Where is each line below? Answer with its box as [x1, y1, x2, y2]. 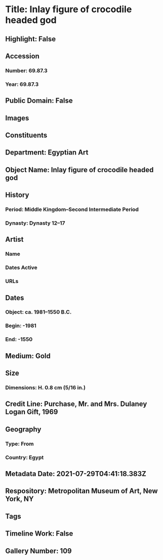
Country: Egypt [5, 454, 44, 461]
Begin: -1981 [5, 322, 36, 329]
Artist [5, 235, 24, 244]
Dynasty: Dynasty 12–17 [5, 220, 65, 227]
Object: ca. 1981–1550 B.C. [5, 308, 72, 316]
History [5, 191, 29, 199]
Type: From [5, 440, 34, 447]
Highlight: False [5, 35, 56, 43]
